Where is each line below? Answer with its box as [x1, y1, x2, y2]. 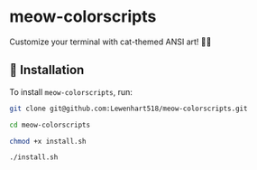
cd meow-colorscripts [9, 120, 91, 129]
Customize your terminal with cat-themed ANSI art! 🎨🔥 [9, 36, 212, 47]
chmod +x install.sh [9, 137, 87, 146]
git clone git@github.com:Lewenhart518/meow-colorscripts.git [9, 104, 248, 113]
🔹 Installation [9, 62, 85, 78]
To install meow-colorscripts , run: [9, 86, 133, 97]
